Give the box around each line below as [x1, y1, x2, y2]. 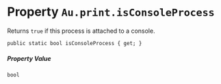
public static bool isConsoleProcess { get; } [7, 40, 142, 46]
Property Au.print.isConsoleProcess [7, 4, 215, 20]
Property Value [7, 54, 51, 62]
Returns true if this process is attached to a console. [7, 27, 155, 35]
